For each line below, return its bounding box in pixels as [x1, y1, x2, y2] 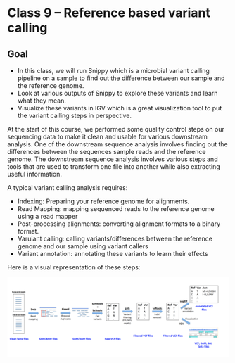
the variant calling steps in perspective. [17, 111, 132, 120]
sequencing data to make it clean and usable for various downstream [7, 132, 208, 141]
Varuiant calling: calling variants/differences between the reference [17, 234, 213, 243]
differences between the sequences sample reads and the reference [7, 148, 206, 155]
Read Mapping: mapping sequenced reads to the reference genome [17, 205, 215, 212]
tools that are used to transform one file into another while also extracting [7, 163, 220, 170]
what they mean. [17, 96, 67, 105]
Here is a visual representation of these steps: [7, 263, 141, 272]
